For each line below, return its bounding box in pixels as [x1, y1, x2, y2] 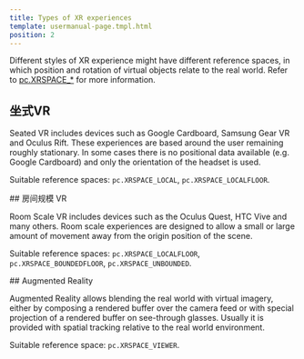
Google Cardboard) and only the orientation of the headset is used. [9, 156, 261, 168]
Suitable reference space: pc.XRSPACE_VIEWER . [9, 340, 180, 351]
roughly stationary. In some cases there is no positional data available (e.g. [9, 147, 289, 158]
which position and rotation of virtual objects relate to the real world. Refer [9, 65, 289, 75]
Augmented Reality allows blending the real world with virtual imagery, [9, 293, 274, 304]
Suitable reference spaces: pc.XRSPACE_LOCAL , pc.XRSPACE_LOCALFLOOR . [9, 175, 270, 185]
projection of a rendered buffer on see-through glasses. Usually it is [9, 313, 264, 324]
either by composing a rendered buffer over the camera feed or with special [9, 303, 294, 314]
